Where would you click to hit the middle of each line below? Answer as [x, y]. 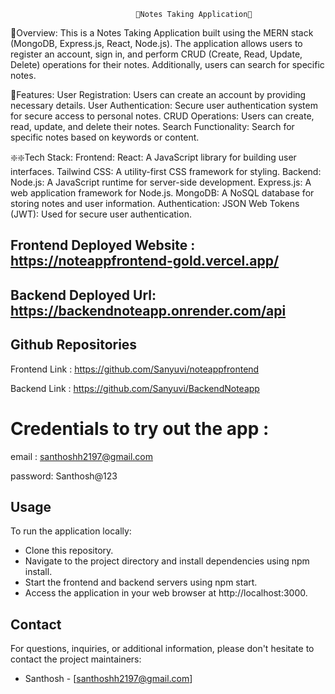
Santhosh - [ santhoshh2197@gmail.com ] [108, 679]
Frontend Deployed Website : [103, 245]
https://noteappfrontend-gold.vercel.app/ [145, 261]
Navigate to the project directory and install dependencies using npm [167, 561]
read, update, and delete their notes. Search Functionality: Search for [152, 126]
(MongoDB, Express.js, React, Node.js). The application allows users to [156, 43]
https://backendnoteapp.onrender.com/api [148, 310]
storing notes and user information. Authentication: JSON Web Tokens [155, 203]
